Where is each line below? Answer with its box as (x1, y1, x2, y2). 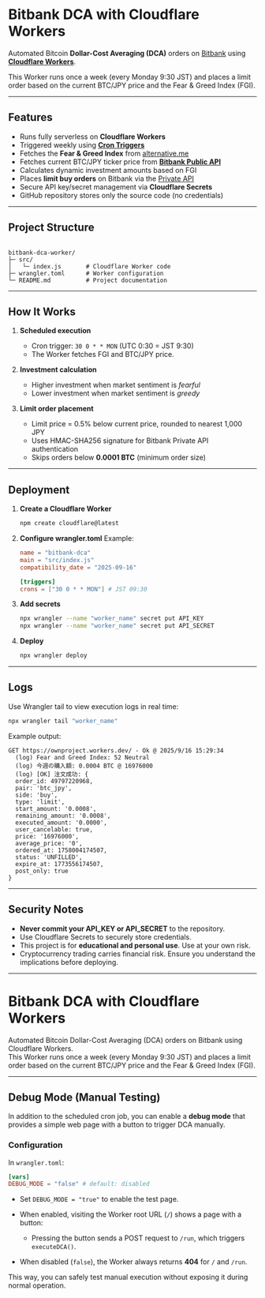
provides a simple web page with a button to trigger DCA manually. (8, 1120, 226, 1130)
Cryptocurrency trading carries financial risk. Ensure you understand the (19, 949, 256, 958)
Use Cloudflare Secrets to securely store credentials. (19, 932, 192, 941)
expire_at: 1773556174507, (15, 860, 104, 868)
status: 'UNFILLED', (15, 853, 83, 861)
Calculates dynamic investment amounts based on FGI (19, 165, 197, 174)
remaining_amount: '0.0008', (15, 812, 111, 820)
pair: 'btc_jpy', (15, 784, 73, 792)
